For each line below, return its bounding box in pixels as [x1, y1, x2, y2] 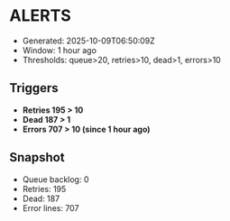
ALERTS [9, 5, 72, 26]
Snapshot [9, 150, 65, 165]
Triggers [9, 80, 59, 96]
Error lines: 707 [22, 202, 79, 213]
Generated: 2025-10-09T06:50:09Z [22, 35, 155, 46]
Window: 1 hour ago [22, 44, 97, 55]
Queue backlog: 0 [22, 173, 89, 185]
